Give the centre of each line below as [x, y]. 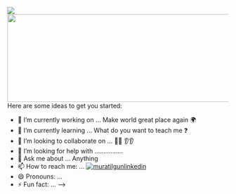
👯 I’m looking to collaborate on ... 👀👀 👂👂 [76, 141]
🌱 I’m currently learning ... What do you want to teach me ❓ [103, 130]
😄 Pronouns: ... [40, 176]
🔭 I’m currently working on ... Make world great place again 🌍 [107, 120]
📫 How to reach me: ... [51, 166]
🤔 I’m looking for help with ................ [70, 151]
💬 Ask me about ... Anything [58, 159]
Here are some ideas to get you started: [65, 106]
